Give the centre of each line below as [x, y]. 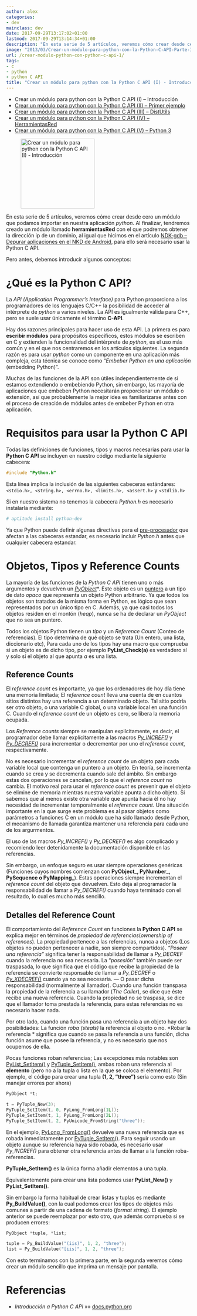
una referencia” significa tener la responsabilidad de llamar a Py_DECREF [95, 954]
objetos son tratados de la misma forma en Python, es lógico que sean [91, 601]
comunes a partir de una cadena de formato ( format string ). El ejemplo [91, 1210]
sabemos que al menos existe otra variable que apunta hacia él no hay [91, 799]
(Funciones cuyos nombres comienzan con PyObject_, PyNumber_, [88, 872]
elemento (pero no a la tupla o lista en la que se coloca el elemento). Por [94, 1070]
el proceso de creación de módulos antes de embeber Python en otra [90, 403]
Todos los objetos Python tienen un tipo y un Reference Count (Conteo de [95, 631]
